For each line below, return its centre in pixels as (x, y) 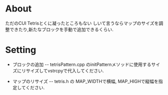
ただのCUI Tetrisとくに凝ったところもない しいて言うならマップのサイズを (82, 23)
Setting (21, 50)
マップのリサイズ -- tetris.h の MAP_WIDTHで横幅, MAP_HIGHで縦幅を (86, 81)
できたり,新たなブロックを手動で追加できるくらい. (61, 29)
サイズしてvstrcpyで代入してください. (65, 70)
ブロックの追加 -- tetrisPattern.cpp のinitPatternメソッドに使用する (82, 64)
